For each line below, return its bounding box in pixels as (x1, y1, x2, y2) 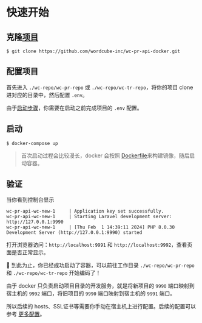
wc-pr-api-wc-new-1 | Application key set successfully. (6, 208, 164, 215)
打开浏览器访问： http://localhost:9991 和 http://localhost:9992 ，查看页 (6, 241, 193, 249)
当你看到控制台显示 (6, 196, 55, 204)
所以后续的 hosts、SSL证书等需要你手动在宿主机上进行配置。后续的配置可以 (6, 303, 196, 310)
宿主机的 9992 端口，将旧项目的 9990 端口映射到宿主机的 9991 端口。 (6, 290, 176, 297)
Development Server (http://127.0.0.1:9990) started (6, 230, 143, 236)
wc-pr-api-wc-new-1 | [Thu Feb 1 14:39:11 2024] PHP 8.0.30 (6, 224, 175, 230)
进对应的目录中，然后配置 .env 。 (6, 91, 88, 98)
